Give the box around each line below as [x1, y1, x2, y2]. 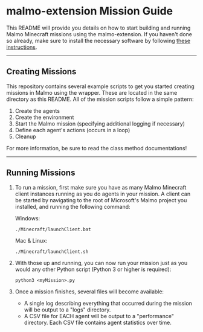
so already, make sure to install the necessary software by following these [6, 37, 191, 44]
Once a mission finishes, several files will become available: [14, 288, 164, 295]
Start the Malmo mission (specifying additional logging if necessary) [14, 120, 185, 127]
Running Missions [6, 168, 76, 178]
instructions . [6, 43, 37, 51]
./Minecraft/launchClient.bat [14, 226, 92, 232]
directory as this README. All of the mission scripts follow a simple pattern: [6, 95, 195, 103]
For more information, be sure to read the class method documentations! [6, 144, 187, 152]
